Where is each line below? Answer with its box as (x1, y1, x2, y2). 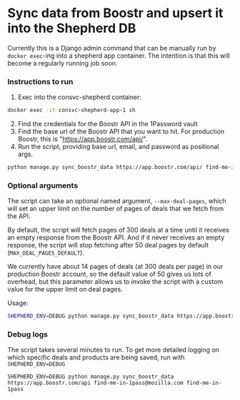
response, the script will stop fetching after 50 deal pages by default (7, 241, 209, 250)
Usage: (7, 299, 29, 307)
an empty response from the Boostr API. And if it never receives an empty (7, 233, 225, 242)
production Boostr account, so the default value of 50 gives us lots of (7, 270, 212, 279)
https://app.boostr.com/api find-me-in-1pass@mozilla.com (7, 379, 184, 386)
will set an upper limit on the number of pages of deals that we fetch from (7, 205, 224, 213)
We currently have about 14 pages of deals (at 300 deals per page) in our (7, 262, 224, 271)
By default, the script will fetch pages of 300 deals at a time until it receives (7, 226, 230, 235)
